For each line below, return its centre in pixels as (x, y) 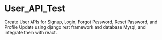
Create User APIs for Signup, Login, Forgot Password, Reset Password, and (81, 22)
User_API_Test (35, 9)
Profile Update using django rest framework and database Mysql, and (75, 27)
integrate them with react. (31, 32)
